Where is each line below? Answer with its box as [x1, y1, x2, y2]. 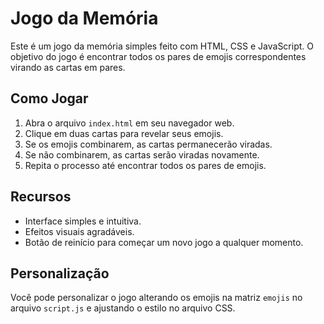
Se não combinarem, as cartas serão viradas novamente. [24, 148, 260, 161]
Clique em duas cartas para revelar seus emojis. [24, 127, 224, 139]
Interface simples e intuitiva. [24, 215, 142, 227]
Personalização [10, 265, 110, 282]
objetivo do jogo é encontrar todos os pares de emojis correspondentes [10, 50, 307, 62]
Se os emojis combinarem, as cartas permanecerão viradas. [24, 138, 273, 150]
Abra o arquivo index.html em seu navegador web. [24, 117, 235, 129]
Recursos [10, 188, 72, 206]
